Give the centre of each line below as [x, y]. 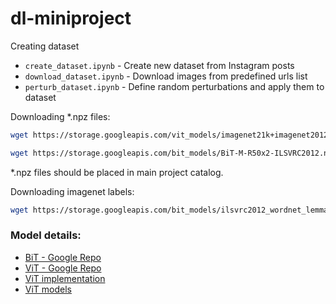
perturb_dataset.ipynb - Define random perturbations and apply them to [174, 86]
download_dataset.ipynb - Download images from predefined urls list [166, 76]
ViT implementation [65, 278]
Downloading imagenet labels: [72, 191]
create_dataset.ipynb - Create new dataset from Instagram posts [159, 65]
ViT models [48, 289]
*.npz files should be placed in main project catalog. [117, 172]
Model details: [46, 235]
